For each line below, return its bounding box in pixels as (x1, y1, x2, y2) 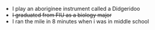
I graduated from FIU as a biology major (12, 11, 112, 19)
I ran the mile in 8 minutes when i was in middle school (12, 18, 150, 25)
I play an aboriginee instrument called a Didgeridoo (12, 5, 140, 12)
